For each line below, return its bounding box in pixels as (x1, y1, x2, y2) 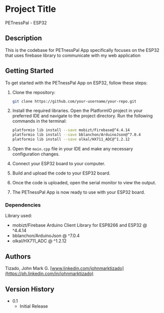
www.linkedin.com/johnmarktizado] (51, 265, 124, 272)
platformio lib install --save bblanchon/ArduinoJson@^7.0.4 (12, 132, 141, 138)
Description (5, 34, 42, 42)
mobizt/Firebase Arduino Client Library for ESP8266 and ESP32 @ (12, 222, 147, 228)
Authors (5, 252, 31, 261)
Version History (5, 285, 54, 293)
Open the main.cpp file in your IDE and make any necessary (12, 146, 133, 152)
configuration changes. (12, 151, 60, 157)
